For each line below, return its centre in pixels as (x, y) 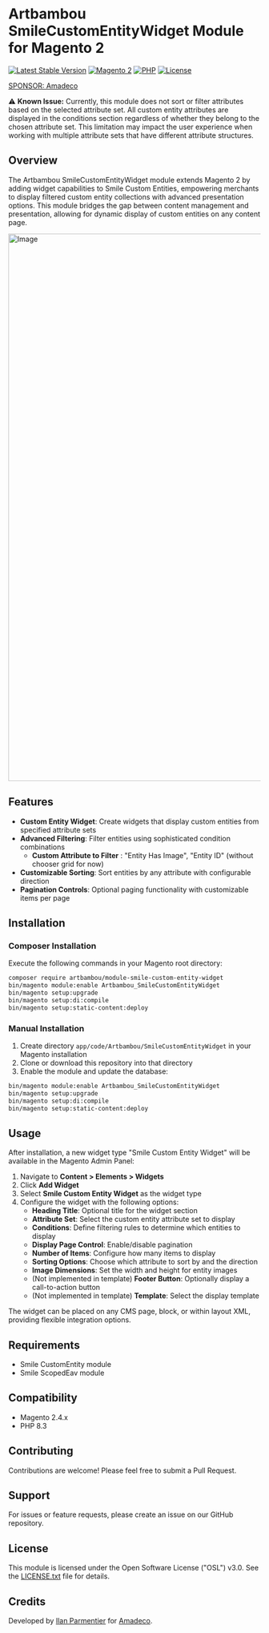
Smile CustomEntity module (66, 1365)
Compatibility (43, 1398)
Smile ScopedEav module (62, 1373)
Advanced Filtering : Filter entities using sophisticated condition (125, 838)
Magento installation (53, 1054)
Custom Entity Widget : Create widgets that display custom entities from (139, 821)
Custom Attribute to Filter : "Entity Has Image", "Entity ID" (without (143, 855)
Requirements (44, 1345)
